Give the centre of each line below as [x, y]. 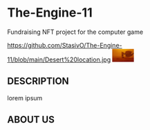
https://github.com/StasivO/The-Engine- [65, 45]
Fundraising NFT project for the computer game [75, 32]
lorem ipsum [25, 98]
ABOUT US [31, 120]
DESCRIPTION [38, 81]
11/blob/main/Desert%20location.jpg [59, 59]
